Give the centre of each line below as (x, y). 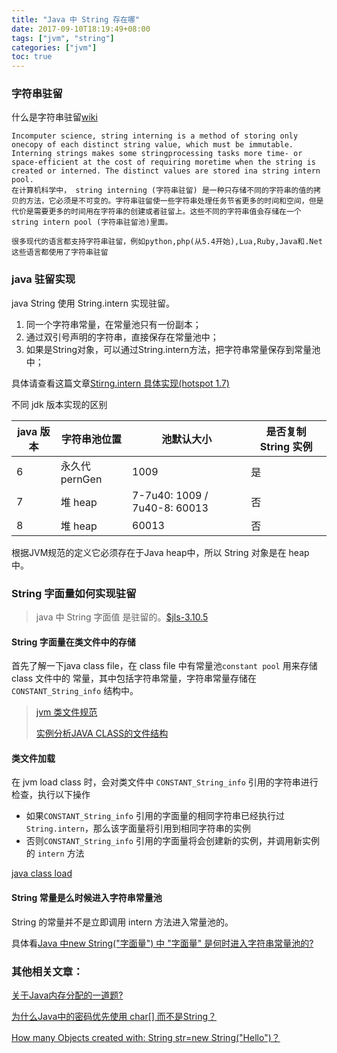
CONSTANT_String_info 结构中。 (75, 691)
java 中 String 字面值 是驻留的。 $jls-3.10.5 (122, 617)
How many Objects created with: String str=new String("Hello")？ (146, 1037)
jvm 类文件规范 (66, 712)
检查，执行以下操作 (51, 795)
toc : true (32, 57)
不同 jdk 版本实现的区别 (59, 404)
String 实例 (286, 446)
